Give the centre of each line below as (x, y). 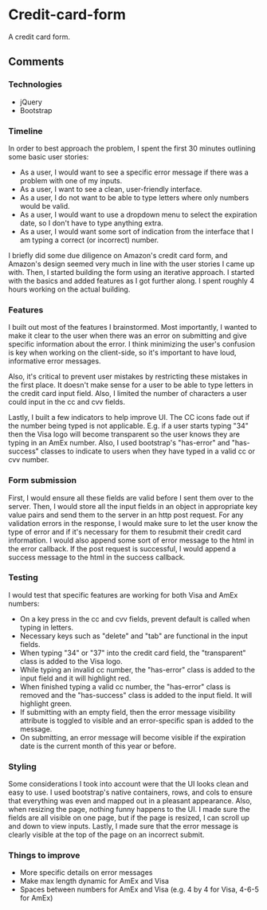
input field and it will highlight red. (75, 678)
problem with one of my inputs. (71, 180)
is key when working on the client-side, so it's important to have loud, (122, 353)
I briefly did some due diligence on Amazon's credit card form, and (118, 255)
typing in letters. (47, 627)
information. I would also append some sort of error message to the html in (131, 540)
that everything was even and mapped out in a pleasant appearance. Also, (130, 801)
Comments (36, 62)
